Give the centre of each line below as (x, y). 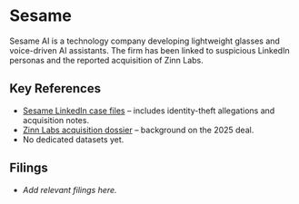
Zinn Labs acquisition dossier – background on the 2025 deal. (138, 130)
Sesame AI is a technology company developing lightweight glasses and (145, 41)
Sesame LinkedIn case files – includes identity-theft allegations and (149, 111)
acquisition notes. (55, 120)
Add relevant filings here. (70, 189)
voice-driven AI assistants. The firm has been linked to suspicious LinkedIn (149, 50)
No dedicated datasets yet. (73, 139)
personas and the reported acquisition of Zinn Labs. (107, 60)
